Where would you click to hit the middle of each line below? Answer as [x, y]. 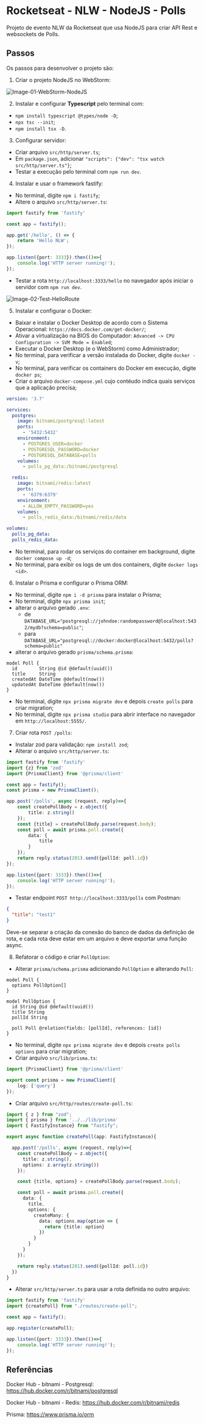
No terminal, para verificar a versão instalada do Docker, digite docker [103, 355]
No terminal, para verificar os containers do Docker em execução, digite [106, 368]
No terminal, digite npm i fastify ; [58, 195]
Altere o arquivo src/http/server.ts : [61, 202]
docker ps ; [28, 374]
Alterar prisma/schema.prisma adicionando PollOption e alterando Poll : [104, 969]
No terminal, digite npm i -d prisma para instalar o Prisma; [88, 594]
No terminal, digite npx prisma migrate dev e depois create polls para [104, 701]
